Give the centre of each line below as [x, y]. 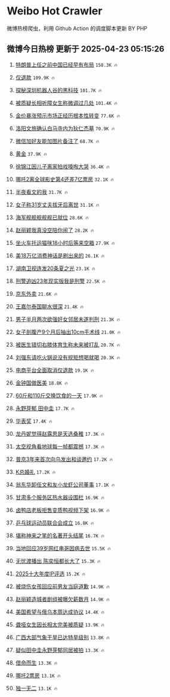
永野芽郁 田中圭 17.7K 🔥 [45, 408]
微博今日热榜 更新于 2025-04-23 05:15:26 [86, 49]
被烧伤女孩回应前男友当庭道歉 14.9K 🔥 [62, 586]
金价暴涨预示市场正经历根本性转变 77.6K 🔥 [68, 116]
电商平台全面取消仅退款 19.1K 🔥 [55, 370]
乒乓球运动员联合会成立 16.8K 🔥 [55, 523]
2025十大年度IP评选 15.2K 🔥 [50, 574]
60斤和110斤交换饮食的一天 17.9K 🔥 [59, 395]
